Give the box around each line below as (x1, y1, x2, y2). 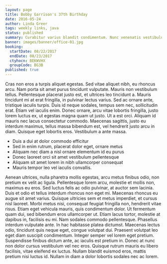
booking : (5, 44, 23, 49)
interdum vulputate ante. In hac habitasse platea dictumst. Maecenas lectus (5, 222, 160, 228)
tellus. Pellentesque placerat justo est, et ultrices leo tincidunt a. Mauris (5, 91, 152, 97)
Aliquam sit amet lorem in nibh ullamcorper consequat (12, 160, 123, 165)
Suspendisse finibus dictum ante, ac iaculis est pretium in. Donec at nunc (5, 238, 156, 244)
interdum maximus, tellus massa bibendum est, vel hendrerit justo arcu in (5, 123, 155, 129)
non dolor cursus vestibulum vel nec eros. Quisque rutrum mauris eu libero (5, 243, 159, 249)
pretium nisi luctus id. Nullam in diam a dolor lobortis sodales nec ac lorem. (5, 254, 159, 259)
